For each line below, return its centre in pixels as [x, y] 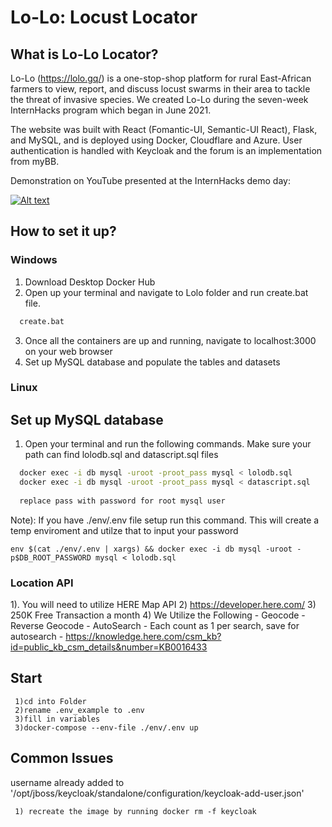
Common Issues [62, 758]
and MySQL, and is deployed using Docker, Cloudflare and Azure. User [156, 140]
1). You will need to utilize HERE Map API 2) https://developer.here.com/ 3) [163, 605]
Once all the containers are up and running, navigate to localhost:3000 [170, 340]
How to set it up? [63, 231]
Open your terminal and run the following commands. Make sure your [168, 444]
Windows [34, 260]
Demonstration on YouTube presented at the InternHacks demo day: [150, 180]
